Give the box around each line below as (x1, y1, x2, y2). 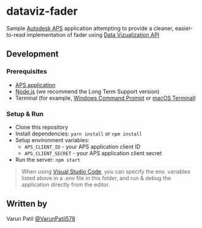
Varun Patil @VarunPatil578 (6, 215, 75, 222)
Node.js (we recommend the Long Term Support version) (15, 88, 160, 95)
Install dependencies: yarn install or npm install (15, 130, 143, 137)
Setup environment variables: (15, 136, 90, 143)
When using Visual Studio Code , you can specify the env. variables (21, 167, 191, 175)
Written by (6, 199, 48, 209)
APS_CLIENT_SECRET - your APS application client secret (24, 149, 162, 157)
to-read (6, 31, 26, 38)
